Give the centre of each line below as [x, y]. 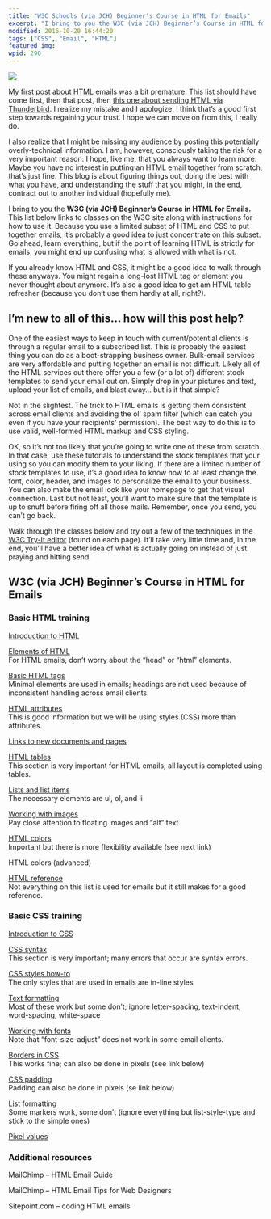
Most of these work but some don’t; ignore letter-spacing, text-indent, [125, 1006]
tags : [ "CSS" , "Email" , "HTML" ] [63, 38]
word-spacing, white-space [54, 1014]
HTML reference [35, 878]
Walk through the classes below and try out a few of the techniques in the [131, 531]
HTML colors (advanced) [50, 863]
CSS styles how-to [40, 973]
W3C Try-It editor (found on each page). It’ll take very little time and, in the [132, 539]
